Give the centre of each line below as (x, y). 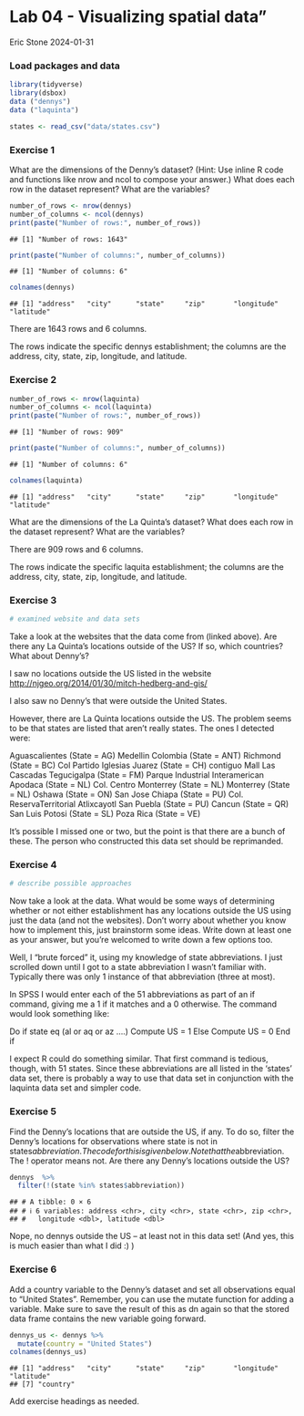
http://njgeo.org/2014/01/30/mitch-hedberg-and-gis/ (108, 683)
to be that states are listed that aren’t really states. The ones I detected (142, 729)
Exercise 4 (33, 865)
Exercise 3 (33, 600)
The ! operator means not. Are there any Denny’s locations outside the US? (149, 1161)
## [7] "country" (42, 1385)
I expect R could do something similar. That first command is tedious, (139, 1059)
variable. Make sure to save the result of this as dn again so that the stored (149, 1308)
